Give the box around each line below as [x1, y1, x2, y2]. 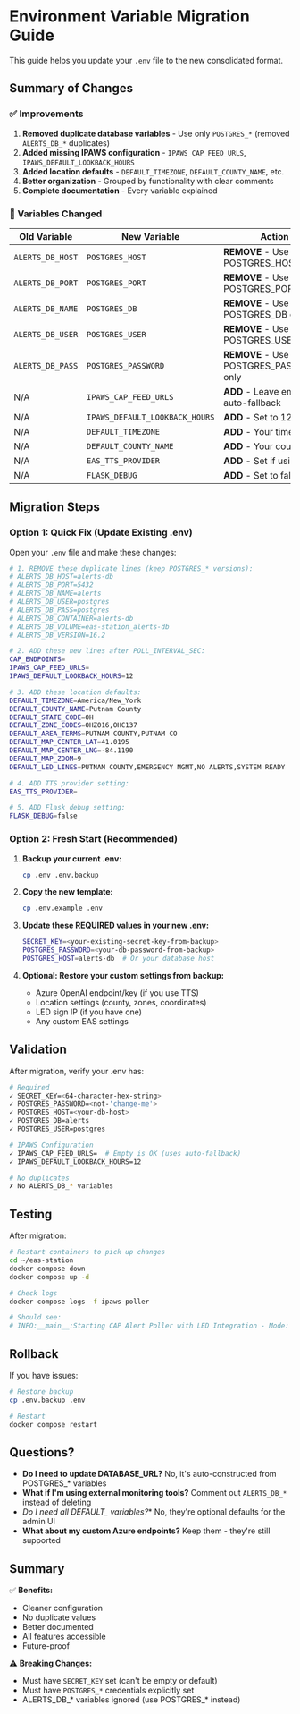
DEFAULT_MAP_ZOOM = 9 [9, 754, 82, 763]
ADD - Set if [222, 454, 276, 467]
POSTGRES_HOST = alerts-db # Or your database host [21, 955, 215, 963]
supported [21, 1535, 61, 1546]
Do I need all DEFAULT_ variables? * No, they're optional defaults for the [21, 1506, 286, 1517]
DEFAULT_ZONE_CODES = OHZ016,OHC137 [9, 721, 138, 730]
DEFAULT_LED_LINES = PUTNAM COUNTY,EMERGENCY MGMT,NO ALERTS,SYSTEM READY [9, 762, 286, 771]
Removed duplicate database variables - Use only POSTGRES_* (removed [21, 128, 290, 139]
